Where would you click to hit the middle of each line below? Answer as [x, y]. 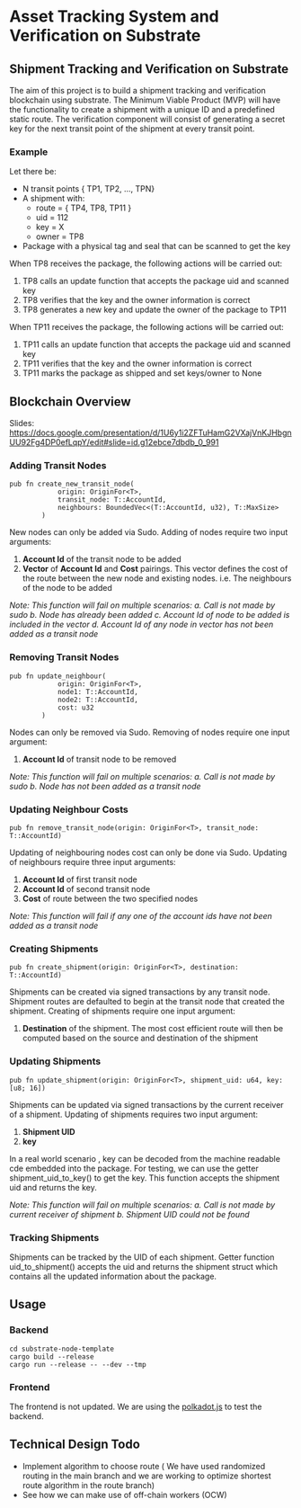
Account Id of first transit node [80, 879]
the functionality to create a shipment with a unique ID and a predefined [142, 109]
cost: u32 [75, 708]
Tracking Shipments [54, 1237]
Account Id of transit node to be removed [99, 759]
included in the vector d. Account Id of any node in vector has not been [142, 625]
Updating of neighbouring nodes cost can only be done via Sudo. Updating [148, 852]
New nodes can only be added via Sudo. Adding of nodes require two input [149, 532]
